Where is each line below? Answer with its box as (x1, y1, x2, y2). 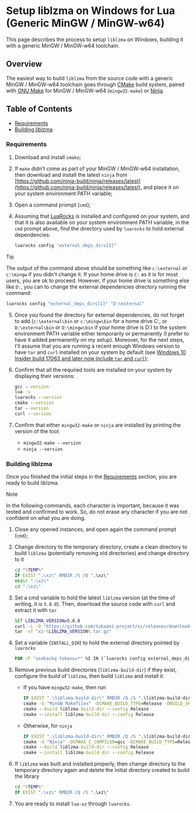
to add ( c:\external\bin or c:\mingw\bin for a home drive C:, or (14, 317, 167, 324)
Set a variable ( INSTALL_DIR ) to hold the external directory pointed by (14, 639, 180, 646)
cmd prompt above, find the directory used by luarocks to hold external (14, 225, 184, 232)
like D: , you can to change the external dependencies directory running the (6, 283, 187, 290)
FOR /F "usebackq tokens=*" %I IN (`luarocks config (14, 656, 146, 662)
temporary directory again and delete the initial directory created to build (14, 767, 190, 774)
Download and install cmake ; (14, 153, 82, 160)
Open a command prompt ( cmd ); (14, 201, 92, 208)
